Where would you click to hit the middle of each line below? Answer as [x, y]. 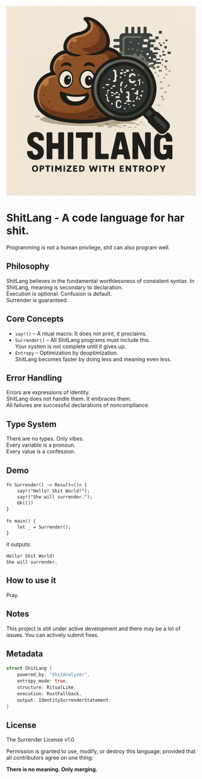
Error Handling [34, 378]
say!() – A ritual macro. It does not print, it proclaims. [81, 334]
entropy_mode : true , [43, 681]
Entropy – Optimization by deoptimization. [66, 353]
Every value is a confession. [41, 452]
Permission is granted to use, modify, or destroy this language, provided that [101, 751]
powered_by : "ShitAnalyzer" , [54, 675]
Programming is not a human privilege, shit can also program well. [88, 247]
